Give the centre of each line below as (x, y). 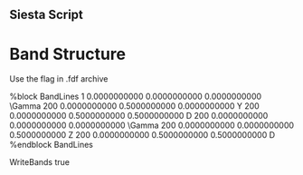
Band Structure (68, 54)
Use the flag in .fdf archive (59, 79)
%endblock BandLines (51, 145)
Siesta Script (47, 15)
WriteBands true (40, 162)
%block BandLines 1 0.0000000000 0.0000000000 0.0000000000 (136, 97)
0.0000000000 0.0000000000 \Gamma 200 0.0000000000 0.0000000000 (152, 125)
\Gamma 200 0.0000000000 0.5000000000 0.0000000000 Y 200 (134, 106)
